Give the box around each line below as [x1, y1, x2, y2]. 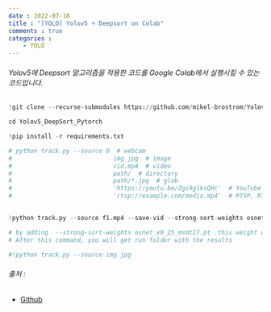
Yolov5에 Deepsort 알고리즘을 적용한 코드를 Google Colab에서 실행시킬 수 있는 [8, 68, 260, 77]
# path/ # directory [8, 169, 179, 177]
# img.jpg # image [8, 154, 172, 162]
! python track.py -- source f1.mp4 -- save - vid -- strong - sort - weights [8, 214, 244, 222]
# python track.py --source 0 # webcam [8, 147, 147, 155]
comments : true [8, 27, 63, 35]
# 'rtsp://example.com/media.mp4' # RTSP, [8, 192, 254, 200]
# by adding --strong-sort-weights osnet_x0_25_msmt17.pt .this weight [8, 228, 258, 236]
